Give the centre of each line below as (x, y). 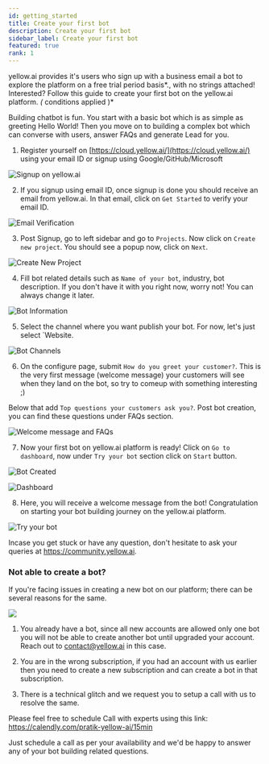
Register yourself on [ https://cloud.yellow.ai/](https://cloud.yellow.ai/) (135, 150)
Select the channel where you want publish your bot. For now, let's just (137, 326)
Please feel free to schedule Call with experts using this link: (108, 719)
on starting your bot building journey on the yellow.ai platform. (123, 511)
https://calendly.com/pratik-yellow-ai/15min (81, 727)
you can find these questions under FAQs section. (91, 416)
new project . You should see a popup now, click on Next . (114, 247)
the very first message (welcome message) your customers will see (132, 375)
